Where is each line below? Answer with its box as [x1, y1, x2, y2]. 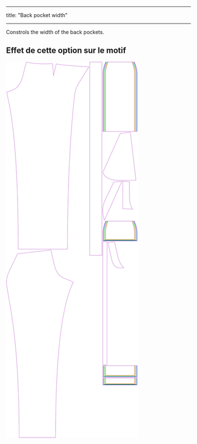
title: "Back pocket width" [6, 12, 68, 18]
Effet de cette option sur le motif [6, 45, 127, 56]
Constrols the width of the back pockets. [6, 29, 104, 35]
